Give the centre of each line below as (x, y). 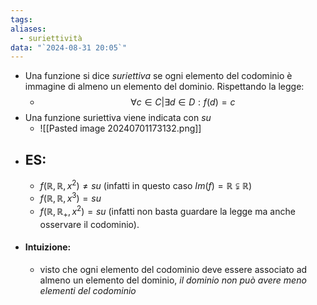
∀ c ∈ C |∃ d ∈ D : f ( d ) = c (183, 102)
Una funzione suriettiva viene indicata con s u (118, 118)
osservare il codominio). (89, 224)
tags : (21, 19)
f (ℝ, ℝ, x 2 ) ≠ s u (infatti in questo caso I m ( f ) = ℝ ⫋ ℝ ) (146, 184)
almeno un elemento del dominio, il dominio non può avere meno (173, 280)
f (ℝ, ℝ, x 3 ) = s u (70, 198)
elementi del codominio (88, 291)
